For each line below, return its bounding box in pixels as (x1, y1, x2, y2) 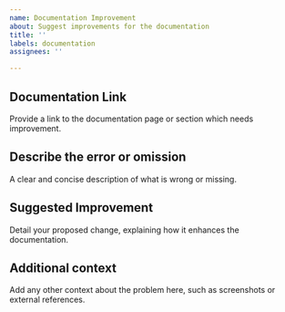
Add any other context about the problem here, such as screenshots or (9, 285, 276, 296)
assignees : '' (9, 47, 64, 57)
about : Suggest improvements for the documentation (9, 22, 209, 31)
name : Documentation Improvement (9, 13, 137, 23)
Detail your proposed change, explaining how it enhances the (9, 224, 239, 235)
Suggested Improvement (9, 200, 153, 215)
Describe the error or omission (9, 150, 187, 165)
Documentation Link (9, 88, 127, 105)
